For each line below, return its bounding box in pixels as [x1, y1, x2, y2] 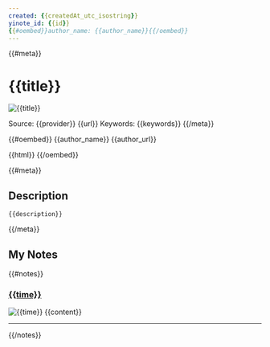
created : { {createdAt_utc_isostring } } [8, 11, 138, 20]
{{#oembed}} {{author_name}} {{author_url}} [8, 134, 157, 145]
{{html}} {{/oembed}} [8, 150, 79, 160]
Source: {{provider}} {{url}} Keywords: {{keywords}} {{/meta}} [8, 119, 215, 129]
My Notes [8, 247, 59, 261]
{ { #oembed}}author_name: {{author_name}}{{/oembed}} [8, 27, 189, 35]
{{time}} [8, 288, 42, 300]
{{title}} [8, 77, 62, 95]
